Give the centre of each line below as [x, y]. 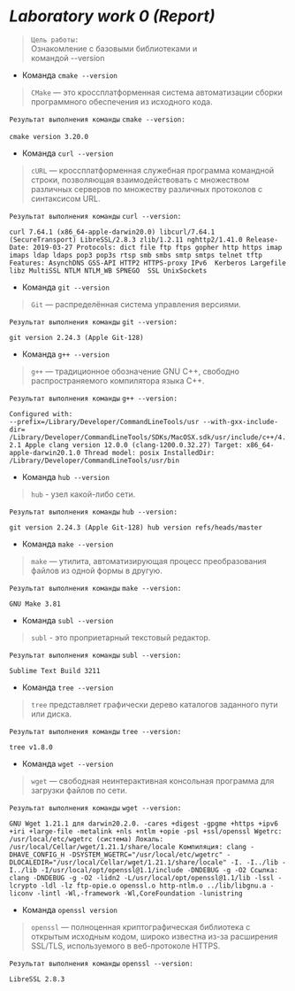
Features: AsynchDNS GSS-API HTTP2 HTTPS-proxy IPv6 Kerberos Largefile [148, 263]
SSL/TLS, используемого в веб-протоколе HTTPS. [125, 946]
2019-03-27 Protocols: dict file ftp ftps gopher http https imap [157, 247]
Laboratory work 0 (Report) [112, 16]
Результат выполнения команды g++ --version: [94, 399]
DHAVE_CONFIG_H [37, 855]
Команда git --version [66, 287]
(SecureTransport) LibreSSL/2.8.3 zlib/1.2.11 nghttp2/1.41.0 [126, 240]
